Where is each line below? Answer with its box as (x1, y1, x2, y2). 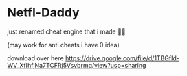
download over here (7, 53, 64, 62)
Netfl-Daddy (7, 5, 80, 21)
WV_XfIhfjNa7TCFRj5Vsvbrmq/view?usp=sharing (7, 61, 146, 69)
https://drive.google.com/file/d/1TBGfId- (65, 53, 180, 62)
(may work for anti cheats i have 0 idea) (7, 40, 120, 49)
